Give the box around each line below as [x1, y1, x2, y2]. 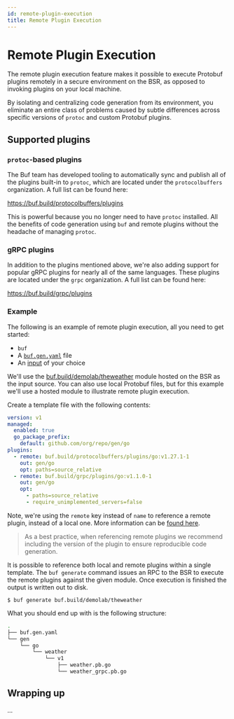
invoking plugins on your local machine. [7, 85, 122, 93]
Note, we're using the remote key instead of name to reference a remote [7, 511, 211, 519]
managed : [7, 421, 33, 428]
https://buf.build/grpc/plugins [7, 289, 92, 298]
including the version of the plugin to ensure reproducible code [24, 540, 207, 548]
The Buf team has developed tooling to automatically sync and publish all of [7, 171, 226, 179]
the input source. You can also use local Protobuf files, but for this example [7, 379, 224, 388]
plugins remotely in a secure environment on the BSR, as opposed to [7, 78, 205, 86]
